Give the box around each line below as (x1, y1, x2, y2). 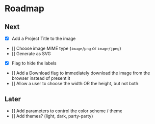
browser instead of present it (11, 75, 71, 81)
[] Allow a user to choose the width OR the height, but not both (11, 81, 138, 87)
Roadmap (4, 3, 45, 14)
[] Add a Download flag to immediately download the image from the (11, 70, 150, 76)
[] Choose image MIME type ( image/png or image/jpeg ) (11, 45, 121, 52)
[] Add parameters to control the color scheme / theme (11, 108, 123, 114)
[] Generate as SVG (11, 51, 51, 57)
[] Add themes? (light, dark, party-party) (11, 113, 94, 119)
